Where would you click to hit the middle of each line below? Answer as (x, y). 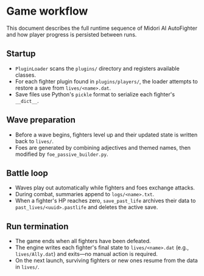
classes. (26, 75)
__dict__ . (27, 101)
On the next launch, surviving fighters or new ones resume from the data (106, 261)
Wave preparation (41, 120)
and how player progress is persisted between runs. (72, 34)
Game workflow (47, 11)
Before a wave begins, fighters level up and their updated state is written (106, 135)
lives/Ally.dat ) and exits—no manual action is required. (86, 254)
